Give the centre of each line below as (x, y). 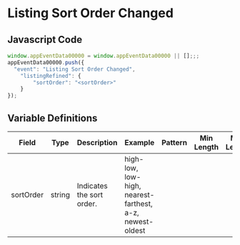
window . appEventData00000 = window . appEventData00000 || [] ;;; (104, 56)
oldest (135, 230)
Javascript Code (45, 40)
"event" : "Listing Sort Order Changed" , (75, 69)
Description (97, 142)
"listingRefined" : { (51, 76)
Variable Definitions (52, 118)
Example (140, 142)
